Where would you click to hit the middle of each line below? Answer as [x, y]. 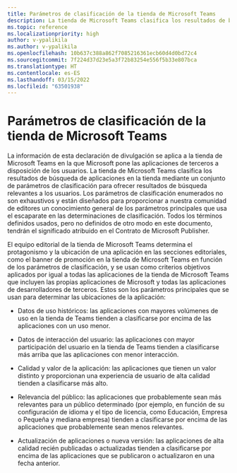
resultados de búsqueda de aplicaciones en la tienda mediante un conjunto [116, 178]
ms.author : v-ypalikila [42, 47]
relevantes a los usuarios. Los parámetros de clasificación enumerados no [115, 193]
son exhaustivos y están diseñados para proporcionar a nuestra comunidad [117, 201]
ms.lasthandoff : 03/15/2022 [49, 80]
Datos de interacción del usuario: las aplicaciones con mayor [106, 339]
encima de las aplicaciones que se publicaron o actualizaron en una [116, 456]
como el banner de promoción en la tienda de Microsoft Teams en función [115, 259]
